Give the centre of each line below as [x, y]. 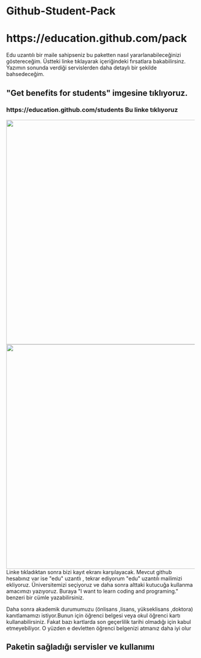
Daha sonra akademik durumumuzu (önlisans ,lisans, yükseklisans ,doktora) [100, 609]
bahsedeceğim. [25, 74]
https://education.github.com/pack [97, 39]
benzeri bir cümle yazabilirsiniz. [45, 598]
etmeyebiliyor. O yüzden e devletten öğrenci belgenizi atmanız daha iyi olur [99, 628]
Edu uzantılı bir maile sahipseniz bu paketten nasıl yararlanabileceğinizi [94, 55]
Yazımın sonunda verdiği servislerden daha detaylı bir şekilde [82, 68]
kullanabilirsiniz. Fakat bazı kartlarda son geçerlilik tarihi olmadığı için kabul [99, 621]
